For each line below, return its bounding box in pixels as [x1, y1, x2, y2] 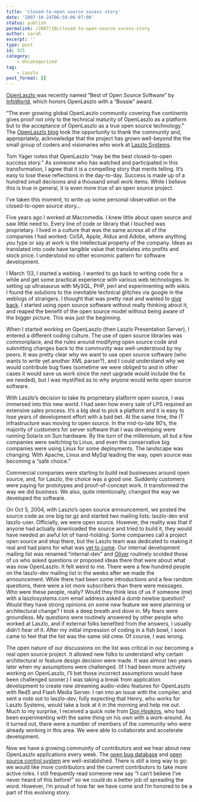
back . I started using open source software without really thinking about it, [6, 302, 188, 309]
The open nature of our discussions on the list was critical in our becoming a [6, 645, 194, 652]
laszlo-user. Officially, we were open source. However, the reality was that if [6, 519, 192, 526]
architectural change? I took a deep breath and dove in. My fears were [6, 608, 178, 615]
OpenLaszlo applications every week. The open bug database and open [6, 751, 182, 758]
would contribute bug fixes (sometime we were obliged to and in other [6, 364, 178, 371]
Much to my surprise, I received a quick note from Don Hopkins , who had [6, 708, 185, 715]
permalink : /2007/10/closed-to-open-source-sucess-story [6, 25, 150, 32]
